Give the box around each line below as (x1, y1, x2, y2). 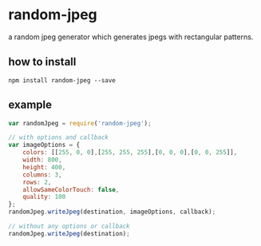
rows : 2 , (22, 178, 52, 186)
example (8, 98, 53, 112)
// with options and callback (8, 133, 109, 141)
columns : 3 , (22, 170, 62, 179)
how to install (8, 55, 77, 69)
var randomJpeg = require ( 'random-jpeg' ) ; (8, 119, 152, 127)
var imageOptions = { (8, 141, 81, 149)
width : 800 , (22, 156, 62, 165)
